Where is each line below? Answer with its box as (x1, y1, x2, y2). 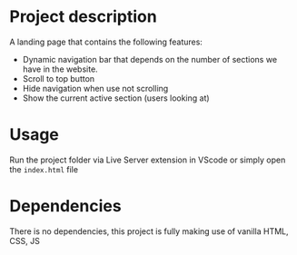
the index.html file (9, 163, 79, 174)
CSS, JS (9, 235, 41, 246)
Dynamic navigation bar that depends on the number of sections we (22, 54, 278, 64)
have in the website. (22, 64, 98, 74)
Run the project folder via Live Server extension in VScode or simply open (9, 154, 286, 165)
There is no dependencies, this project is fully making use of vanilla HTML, (9, 225, 289, 237)
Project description (9, 6, 157, 27)
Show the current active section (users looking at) (22, 93, 211, 103)
